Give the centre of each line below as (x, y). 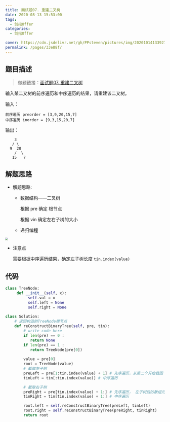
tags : (11, 19)
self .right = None (47, 307)
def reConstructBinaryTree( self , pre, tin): (62, 326)
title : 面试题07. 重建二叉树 (33, 10)
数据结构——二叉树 (40, 198)
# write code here (43, 331)
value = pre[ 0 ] (39, 359)
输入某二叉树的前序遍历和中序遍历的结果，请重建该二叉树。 (67, 93)
